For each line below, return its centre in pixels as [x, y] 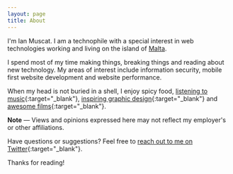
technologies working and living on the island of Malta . [87, 48]
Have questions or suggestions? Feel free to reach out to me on [100, 141]
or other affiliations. [36, 127]
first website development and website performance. [85, 77]
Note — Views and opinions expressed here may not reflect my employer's [117, 120]
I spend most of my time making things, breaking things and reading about [116, 62]
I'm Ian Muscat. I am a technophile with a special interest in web [101, 40]
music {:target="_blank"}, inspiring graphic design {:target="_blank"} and [113, 98]
